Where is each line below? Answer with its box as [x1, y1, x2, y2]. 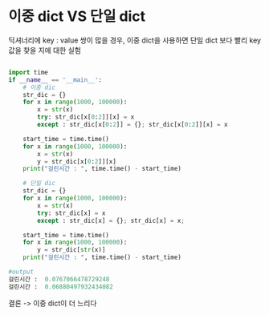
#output [8, 268, 35, 277]
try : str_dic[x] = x [37, 209, 106, 217]
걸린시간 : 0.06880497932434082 [8, 282, 114, 291]
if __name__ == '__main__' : [8, 75, 103, 84]
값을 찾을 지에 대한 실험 [8, 45, 82, 55]
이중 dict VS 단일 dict [8, 7, 146, 26]
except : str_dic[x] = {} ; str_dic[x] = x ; [37, 216, 185, 224]
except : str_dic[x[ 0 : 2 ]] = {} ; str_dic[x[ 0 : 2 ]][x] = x [37, 121, 228, 129]
